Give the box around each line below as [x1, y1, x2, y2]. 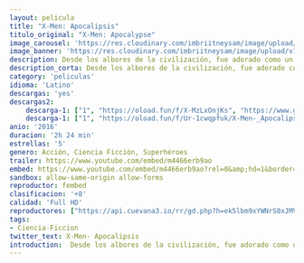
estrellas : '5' [9, 139, 67, 148]
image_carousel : [9, 38, 71, 48]
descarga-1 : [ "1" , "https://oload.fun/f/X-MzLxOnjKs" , [25, 106, 237, 115]
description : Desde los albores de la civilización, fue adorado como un [9, 55, 294, 64]
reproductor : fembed [9, 182, 88, 191]
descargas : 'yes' [9, 89, 75, 98]
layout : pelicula [9, 13, 75, 23]
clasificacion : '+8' [9, 190, 88, 199]
